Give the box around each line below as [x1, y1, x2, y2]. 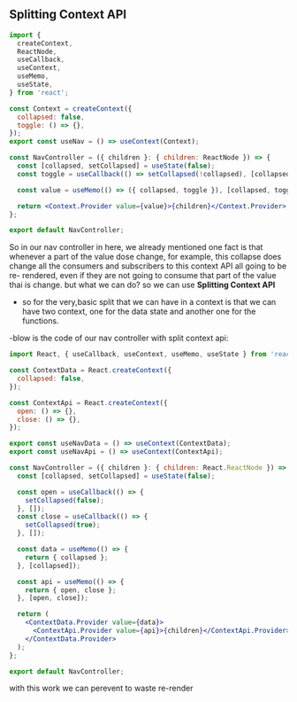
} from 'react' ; [9, 88, 69, 97]
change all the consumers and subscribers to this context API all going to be [9, 261, 287, 271]
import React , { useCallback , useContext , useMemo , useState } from [9, 350, 267, 359]
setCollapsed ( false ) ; [25, 495, 104, 504]
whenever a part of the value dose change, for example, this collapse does [9, 252, 282, 262]
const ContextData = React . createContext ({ [9, 366, 172, 375]
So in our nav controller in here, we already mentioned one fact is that [9, 242, 263, 253]
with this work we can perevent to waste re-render [9, 682, 194, 694]
